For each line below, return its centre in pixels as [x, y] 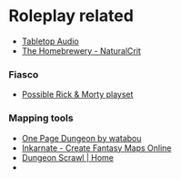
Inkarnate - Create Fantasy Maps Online [96, 148]
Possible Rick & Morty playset [77, 95]
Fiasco [24, 74]
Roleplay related [71, 16]
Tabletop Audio [50, 41]
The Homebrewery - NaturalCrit [81, 50]
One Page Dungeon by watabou [81, 138]
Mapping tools [41, 118]
